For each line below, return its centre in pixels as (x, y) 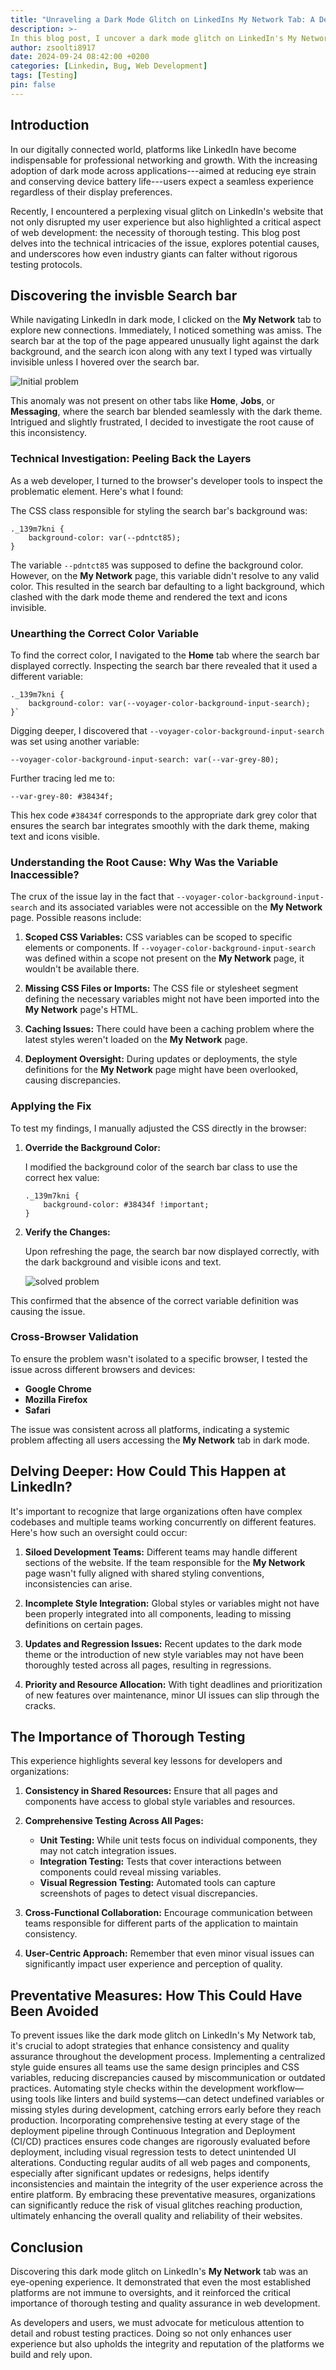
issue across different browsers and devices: (103, 1369)
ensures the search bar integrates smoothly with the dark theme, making (160, 825)
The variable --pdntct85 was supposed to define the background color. (157, 565)
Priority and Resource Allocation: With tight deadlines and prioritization (173, 1684)
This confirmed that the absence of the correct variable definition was (154, 1300)
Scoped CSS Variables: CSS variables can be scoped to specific (158, 937)
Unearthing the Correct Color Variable (104, 633)
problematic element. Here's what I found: (97, 491)
